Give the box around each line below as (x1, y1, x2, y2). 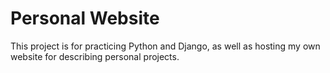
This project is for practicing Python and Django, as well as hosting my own (10, 40, 321, 52)
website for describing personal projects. (10, 50, 180, 62)
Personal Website (10, 7, 160, 30)
